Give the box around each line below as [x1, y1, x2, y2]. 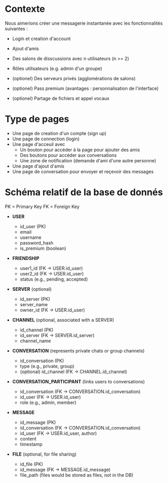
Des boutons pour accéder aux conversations [20, 152, 117, 158]
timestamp [20, 441, 43, 447]
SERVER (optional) [12, 286, 52, 292]
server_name [20, 301, 48, 307]
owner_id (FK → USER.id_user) [20, 307, 85, 313]
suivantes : [5, 25, 28, 31]
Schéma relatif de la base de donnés [5, 187, 163, 198]
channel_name [20, 338, 51, 344]
